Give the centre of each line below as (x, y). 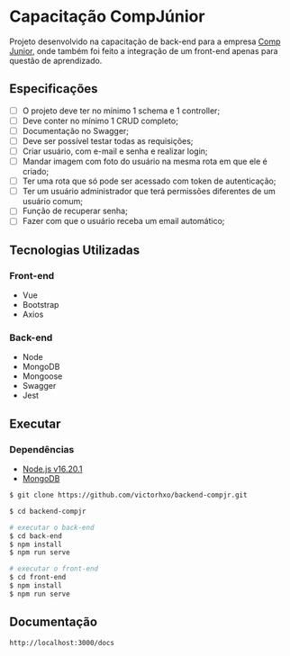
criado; (36, 172)
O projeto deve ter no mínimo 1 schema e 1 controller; (121, 111)
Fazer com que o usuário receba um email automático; (123, 221)
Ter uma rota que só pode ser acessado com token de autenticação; (149, 181)
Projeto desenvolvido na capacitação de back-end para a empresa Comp (145, 41)
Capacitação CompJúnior (107, 17)
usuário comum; (53, 202)
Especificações (54, 89)
